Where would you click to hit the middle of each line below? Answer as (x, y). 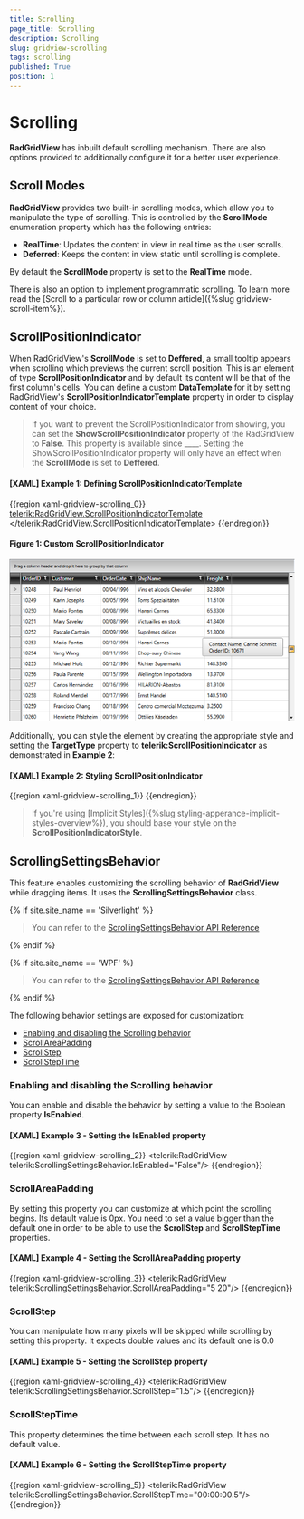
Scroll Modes (47, 186)
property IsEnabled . (47, 1115)
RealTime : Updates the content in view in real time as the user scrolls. (153, 244)
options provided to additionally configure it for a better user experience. (145, 157)
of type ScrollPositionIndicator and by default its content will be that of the (150, 378)
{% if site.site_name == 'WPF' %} (71, 963)
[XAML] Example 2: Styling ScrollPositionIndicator (106, 776)
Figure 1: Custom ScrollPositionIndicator (87, 544)
